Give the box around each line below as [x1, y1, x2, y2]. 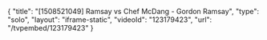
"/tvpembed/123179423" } [7, 24, 94, 32]
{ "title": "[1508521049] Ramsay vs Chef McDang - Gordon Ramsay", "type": [7, 7, 260, 16]
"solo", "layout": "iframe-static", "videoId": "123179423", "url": [7, 15, 212, 24]
